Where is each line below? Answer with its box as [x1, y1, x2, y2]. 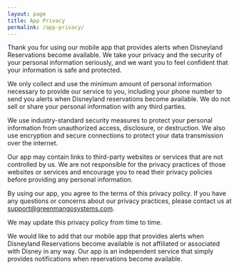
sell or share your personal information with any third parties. [7, 103, 187, 111]
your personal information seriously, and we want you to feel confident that [7, 58, 228, 67]
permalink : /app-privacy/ [7, 24, 84, 31]
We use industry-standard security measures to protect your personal [7, 116, 213, 125]
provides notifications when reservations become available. [7, 254, 183, 264]
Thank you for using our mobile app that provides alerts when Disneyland [7, 43, 223, 52]
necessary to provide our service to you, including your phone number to [7, 87, 223, 96]
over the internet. [7, 139, 59, 147]
